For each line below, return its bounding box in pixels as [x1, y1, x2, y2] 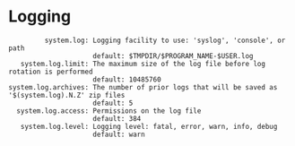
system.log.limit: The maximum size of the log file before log [20, 59, 266, 68]
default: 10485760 [92, 74, 162, 84]
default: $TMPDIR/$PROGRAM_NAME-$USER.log [92, 51, 254, 60]
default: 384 [92, 114, 142, 123]
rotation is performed [8, 67, 93, 76]
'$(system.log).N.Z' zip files [8, 90, 126, 99]
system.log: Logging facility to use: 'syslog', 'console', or [44, 36, 286, 45]
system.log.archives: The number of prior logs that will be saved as [8, 82, 278, 91]
